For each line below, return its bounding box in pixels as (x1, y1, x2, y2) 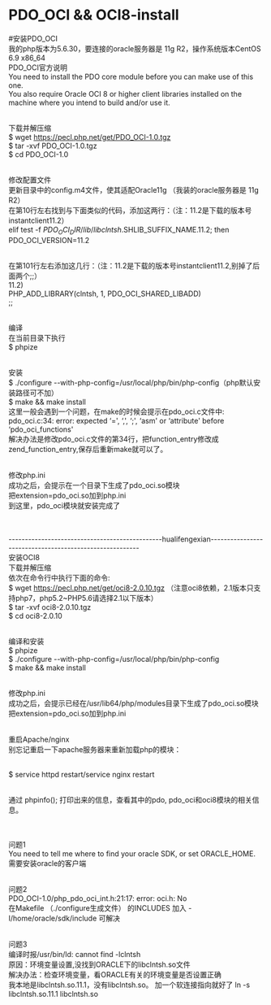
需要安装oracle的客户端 (8, 858, 87, 868)
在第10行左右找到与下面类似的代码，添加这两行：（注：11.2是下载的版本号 (8, 205, 252, 215)
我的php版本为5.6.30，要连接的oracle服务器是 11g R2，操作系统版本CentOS (8, 43, 261, 54)
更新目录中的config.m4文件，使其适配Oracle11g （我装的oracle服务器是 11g (8, 185, 259, 194)
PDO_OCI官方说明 (8, 63, 67, 72)
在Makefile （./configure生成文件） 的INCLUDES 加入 (8, 903, 187, 912)
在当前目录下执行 (8, 333, 66, 342)
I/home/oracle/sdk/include (8, 913, 97, 923)
